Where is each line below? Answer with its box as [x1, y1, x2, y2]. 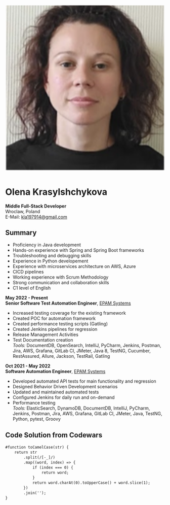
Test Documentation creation [12, 337, 73, 343]
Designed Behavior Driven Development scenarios [12, 384, 118, 390]
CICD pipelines [12, 269, 44, 275]
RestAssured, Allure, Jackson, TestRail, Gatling [12, 353, 110, 359]
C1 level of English [12, 285, 51, 291]
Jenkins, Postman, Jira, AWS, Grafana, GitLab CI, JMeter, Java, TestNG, [12, 411, 162, 417]
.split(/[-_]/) [23, 455, 56, 460]
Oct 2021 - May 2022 [5, 363, 51, 369]
